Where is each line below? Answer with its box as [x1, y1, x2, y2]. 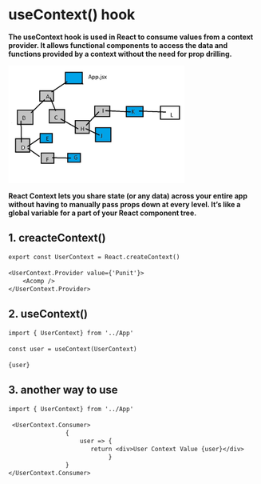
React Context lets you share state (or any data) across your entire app [8, 190, 247, 201]
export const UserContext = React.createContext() [8, 254, 180, 262]
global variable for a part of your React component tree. [8, 208, 197, 218]
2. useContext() [8, 306, 88, 321]
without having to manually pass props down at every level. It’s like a [8, 199, 241, 209]
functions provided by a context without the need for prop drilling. [8, 49, 232, 58]
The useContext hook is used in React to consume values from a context [8, 32, 254, 42]
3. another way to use [8, 382, 118, 397]
